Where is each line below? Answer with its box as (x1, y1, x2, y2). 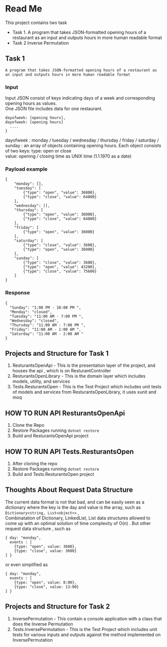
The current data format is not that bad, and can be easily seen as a (5, 499, 145, 505)
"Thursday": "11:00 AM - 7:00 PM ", (9, 322, 86, 328)
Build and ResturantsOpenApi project (12, 433, 89, 439)
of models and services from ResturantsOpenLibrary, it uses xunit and (12, 389, 157, 395)
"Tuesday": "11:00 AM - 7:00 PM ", (9, 314, 84, 319)
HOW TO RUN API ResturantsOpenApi (5, 409, 125, 417)
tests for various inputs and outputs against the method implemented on (12, 631, 161, 637)
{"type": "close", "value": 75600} (23, 269, 97, 274)
